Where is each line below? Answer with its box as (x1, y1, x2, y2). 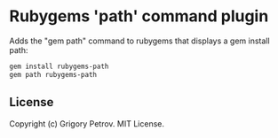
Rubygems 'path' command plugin (9, 6, 269, 27)
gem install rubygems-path (9, 62, 109, 71)
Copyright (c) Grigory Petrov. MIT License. (9, 118, 165, 129)
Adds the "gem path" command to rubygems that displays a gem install (9, 35, 270, 46)
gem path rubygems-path (9, 70, 98, 79)
